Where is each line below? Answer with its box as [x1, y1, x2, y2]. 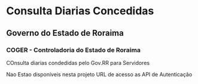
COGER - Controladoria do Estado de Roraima [6, 46, 141, 54]
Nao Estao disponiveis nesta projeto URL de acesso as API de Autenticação [6, 70, 193, 78]
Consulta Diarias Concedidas [6, 4, 154, 18]
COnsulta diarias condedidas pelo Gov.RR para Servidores [6, 59, 150, 66]
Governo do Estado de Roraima [6, 28, 124, 38]
